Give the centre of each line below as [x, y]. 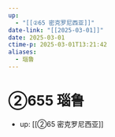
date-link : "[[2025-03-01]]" [56, 30]
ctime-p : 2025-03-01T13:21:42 [58, 45]
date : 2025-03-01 [37, 37]
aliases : [22, 52]
